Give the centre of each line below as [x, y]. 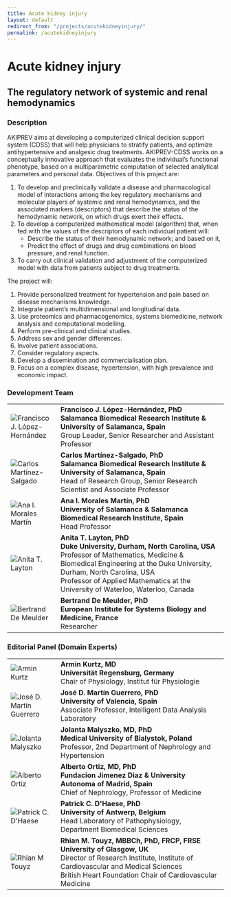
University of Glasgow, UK [105, 849]
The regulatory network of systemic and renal [107, 92]
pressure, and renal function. [68, 253]
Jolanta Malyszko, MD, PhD [107, 729]
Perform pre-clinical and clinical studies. [74, 331]
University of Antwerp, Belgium [113, 812]
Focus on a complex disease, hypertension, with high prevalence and [115, 368]
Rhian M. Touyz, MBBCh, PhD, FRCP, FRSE [131, 841]
